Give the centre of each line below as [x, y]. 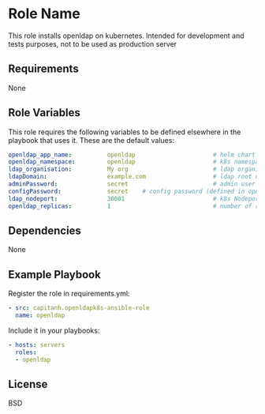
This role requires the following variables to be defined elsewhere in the [125, 132]
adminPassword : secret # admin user [132, 184]
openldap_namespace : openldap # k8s [119, 162]
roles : [26, 352]
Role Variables [44, 113]
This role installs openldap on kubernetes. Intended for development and [126, 36]
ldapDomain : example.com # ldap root [130, 177]
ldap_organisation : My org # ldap [121, 169]
